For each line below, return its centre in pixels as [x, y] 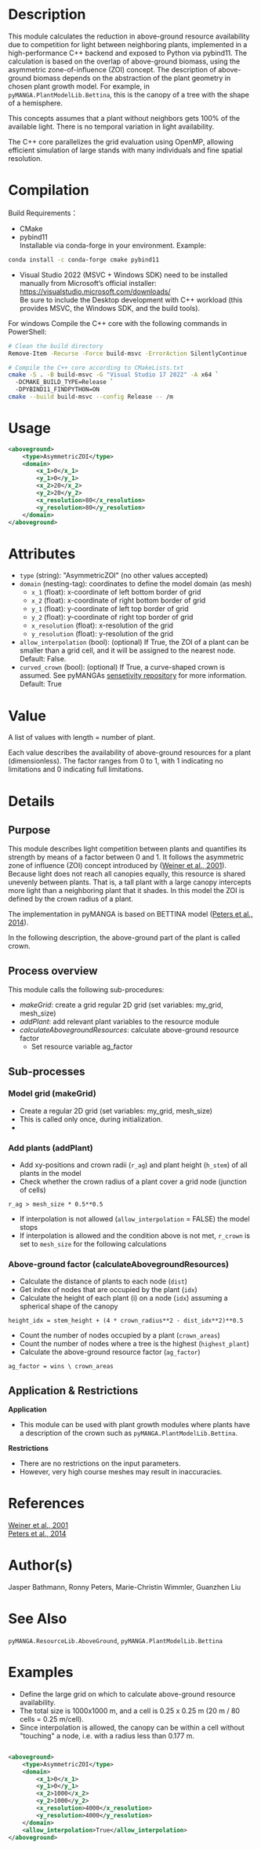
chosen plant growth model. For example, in [79, 86]
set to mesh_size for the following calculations [93, 1244]
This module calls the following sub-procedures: [86, 990]
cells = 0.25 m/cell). [51, 1719]
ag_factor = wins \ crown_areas [61, 1367]
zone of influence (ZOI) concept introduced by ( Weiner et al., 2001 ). [118, 866]
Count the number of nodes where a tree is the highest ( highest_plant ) [134, 1344]
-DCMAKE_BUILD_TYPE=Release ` [64, 383]
